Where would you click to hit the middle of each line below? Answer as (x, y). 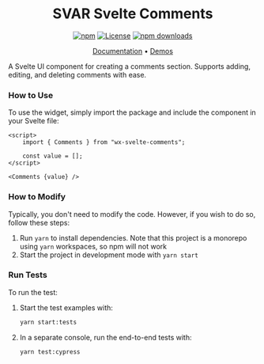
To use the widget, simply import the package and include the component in (132, 112)
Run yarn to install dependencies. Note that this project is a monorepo (133, 237)
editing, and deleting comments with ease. (77, 74)
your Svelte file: (34, 121)
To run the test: (33, 292)
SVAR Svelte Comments (133, 14)
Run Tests (28, 275)
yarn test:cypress (50, 352)
